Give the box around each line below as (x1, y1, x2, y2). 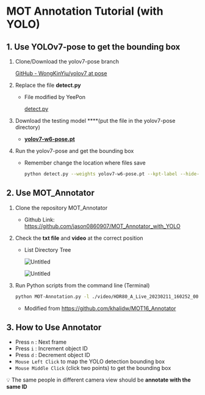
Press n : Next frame (15, 338, 67, 346)
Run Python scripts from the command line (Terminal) (15, 281, 150, 289)
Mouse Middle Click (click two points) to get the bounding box (15, 364, 171, 372)
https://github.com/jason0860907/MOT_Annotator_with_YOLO (24, 222, 181, 230)
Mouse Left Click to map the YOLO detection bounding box (15, 358, 165, 365)
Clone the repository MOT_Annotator (15, 204, 108, 212)
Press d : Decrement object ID (15, 352, 90, 359)
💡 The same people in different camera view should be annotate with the (6, 376, 191, 383)
